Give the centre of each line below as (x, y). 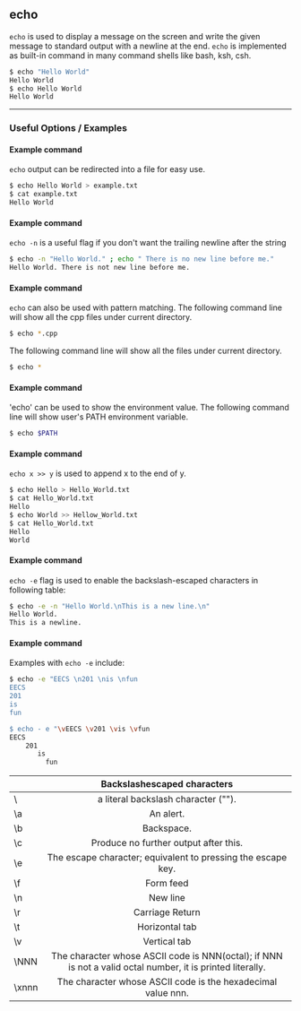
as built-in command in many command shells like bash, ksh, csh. (130, 55)
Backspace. (167, 828)
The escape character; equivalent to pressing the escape (167, 858)
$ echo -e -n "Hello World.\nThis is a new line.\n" (110, 606)
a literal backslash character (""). (167, 799)
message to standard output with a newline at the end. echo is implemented (148, 46)
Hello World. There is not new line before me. (100, 268)
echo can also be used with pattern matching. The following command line (146, 307)
